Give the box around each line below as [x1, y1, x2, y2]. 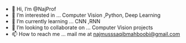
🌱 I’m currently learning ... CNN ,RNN [11, 18, 101, 24]
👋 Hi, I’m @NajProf [11, 6, 57, 12]
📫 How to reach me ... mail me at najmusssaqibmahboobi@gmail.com [11, 31, 180, 37]
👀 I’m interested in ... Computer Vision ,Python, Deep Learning [11, 12, 161, 19]
